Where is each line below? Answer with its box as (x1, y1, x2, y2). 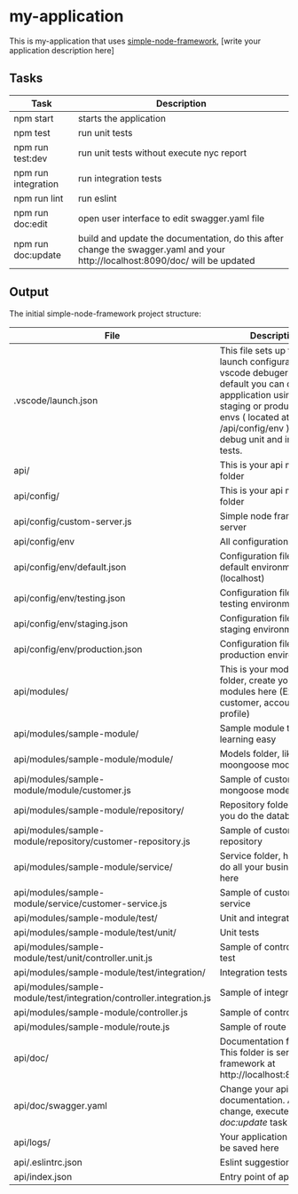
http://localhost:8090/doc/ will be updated (78, 254, 255, 267)
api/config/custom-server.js (13, 515, 132, 528)
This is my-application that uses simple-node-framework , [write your (9, 36, 262, 46)
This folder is (219, 1046, 274, 1058)
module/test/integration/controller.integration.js (13, 991, 211, 1004)
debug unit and (219, 433, 283, 445)
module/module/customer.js (13, 784, 131, 796)
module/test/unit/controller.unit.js (13, 951, 153, 964)
